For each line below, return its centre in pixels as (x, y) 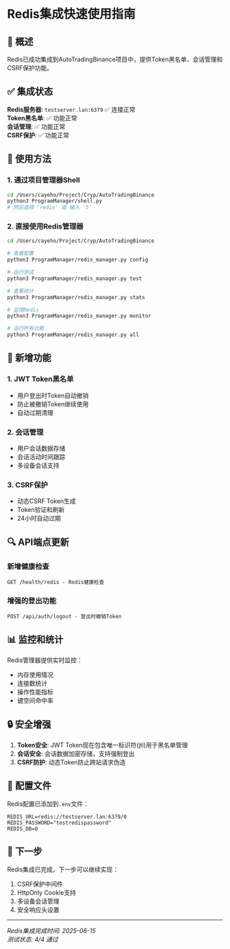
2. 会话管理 (25, 432)
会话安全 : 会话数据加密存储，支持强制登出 (76, 753)
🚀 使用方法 (29, 159)
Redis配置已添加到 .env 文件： (48, 804)
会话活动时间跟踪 (41, 457)
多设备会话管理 (38, 901)
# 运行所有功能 (26, 329)
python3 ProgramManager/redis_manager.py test (75, 279)
